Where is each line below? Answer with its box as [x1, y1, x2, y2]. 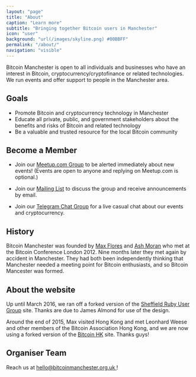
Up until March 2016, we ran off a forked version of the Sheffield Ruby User [6, 300, 190, 308]
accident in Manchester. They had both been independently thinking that [6, 255, 184, 262]
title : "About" [6, 14, 44, 20]
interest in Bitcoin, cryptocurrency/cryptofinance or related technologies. [6, 69, 184, 77]
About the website [6, 284, 76, 294]
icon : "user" [6, 31, 38, 37]
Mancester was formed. [6, 268, 65, 275]
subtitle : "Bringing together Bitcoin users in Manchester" [6, 25, 158, 31]
